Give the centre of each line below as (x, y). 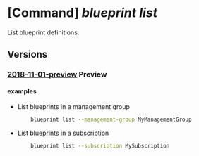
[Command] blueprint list (83, 13)
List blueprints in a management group (74, 107)
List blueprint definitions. (43, 32)
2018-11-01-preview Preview (57, 74)
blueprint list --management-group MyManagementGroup (111, 120)
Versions (28, 54)
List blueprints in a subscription (63, 133)
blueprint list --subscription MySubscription (100, 146)
